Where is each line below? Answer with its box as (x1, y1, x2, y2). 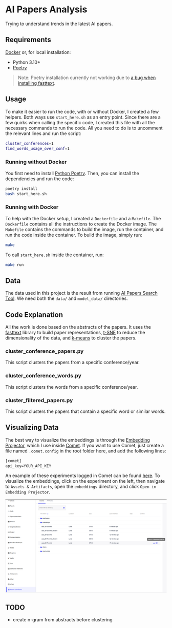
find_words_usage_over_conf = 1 (5, 146, 70, 151)
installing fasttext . (17, 80, 55, 86)
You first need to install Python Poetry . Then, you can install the (5, 170, 139, 176)
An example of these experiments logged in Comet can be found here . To (5, 472, 160, 479)
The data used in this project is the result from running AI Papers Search (5, 290, 158, 296)
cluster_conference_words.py (5, 372, 82, 379)
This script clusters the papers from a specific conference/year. (5, 359, 140, 366)
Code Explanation (5, 310, 63, 319)
